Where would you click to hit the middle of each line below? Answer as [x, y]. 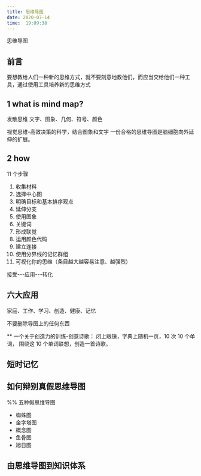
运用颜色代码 [31, 239]
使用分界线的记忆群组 [42, 254]
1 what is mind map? [45, 104]
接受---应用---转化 [30, 274]
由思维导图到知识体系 [46, 466]
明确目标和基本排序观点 [44, 201]
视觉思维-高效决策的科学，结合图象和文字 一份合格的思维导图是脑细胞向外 [98, 132]
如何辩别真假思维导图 [46, 387]
